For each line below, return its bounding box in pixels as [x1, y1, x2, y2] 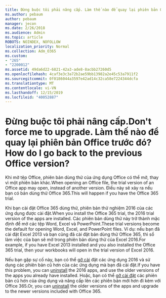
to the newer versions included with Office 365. [5, 288, 102, 295]
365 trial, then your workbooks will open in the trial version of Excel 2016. [5, 247, 155, 253]
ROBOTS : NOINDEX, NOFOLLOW [5, 40, 61, 45]
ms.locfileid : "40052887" [5, 95, 58, 99]
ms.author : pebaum [5, 12, 43, 17]
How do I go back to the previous [5, 148, 142, 159]
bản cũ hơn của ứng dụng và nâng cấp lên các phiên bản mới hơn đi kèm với [5, 278, 161, 284]
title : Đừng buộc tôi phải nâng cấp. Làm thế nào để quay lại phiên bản [5, 7, 158, 12]
